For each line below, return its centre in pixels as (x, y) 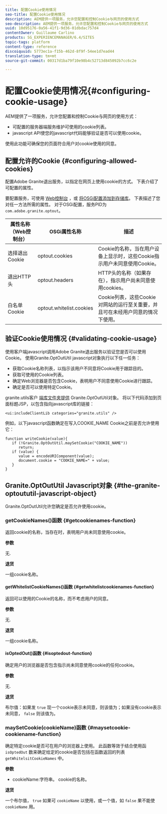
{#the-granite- (137, 486)
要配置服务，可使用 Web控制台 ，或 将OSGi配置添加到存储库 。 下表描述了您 (83, 198)
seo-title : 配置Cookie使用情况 (35, 14)
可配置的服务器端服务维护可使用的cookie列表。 (61, 127)
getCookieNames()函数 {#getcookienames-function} (71, 520)
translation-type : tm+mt (31, 56)
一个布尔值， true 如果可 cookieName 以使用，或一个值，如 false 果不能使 (80, 800)
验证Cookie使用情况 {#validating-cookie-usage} (81, 339)
